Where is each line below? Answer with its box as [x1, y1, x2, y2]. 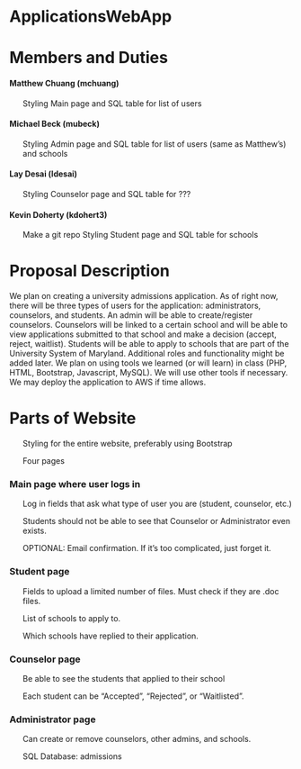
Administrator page [9, 713, 96, 726]
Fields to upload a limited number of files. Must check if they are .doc [22, 585, 279, 596]
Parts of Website [9, 408, 137, 429]
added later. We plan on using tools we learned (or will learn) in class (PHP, [9, 357, 288, 368]
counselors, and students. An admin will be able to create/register [9, 310, 253, 321]
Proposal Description [9, 261, 171, 281]
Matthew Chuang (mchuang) [9, 77, 120, 88]
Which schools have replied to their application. [22, 630, 199, 641]
